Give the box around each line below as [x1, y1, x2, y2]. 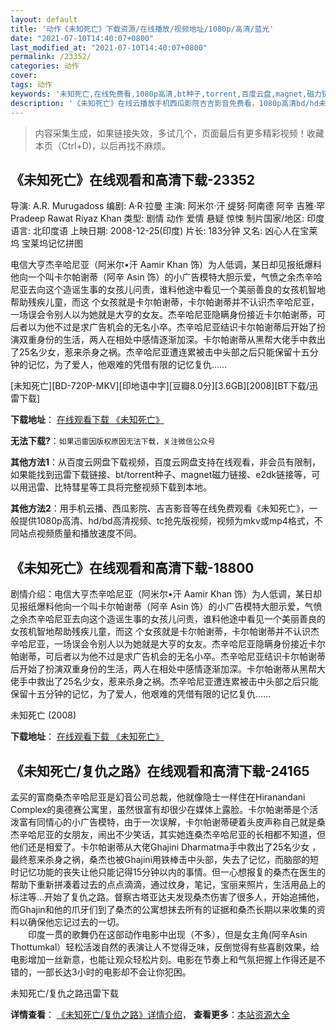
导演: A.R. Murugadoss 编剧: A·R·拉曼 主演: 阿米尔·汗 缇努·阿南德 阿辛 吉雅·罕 [10, 200, 326, 212]
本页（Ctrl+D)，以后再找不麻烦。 [34, 139, 171, 151]
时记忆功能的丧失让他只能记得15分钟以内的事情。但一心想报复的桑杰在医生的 [10, 866, 326, 878]
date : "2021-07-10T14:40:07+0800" [10, 33, 155, 43]
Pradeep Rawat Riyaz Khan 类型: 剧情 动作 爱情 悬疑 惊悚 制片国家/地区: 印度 [10, 212, 325, 225]
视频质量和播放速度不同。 [36, 527, 142, 540]
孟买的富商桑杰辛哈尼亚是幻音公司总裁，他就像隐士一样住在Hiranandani [10, 791, 306, 803]
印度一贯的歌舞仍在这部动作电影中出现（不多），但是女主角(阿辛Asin [27, 928, 308, 940]
